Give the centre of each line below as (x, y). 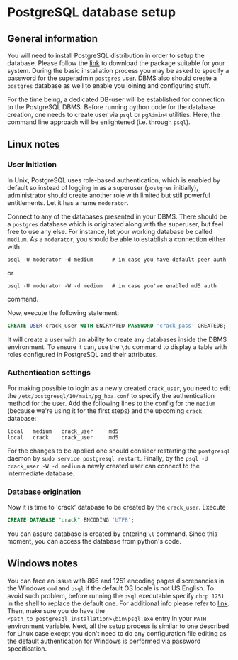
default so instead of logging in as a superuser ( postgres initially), (103, 187)
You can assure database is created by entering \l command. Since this (113, 534)
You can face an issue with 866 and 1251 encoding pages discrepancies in (116, 581)
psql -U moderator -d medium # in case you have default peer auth (117, 260)
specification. (27, 648)
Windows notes (42, 564)
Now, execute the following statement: (63, 312)
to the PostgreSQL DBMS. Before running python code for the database (112, 107)
